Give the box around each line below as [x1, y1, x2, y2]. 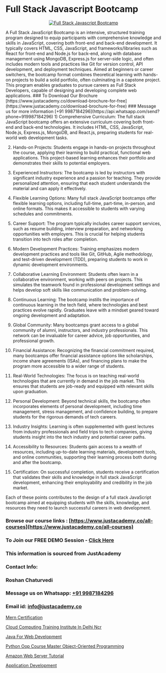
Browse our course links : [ [5, 517, 71, 524]
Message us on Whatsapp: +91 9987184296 [5, 590, 114, 597]
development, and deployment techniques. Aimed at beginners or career [5, 66, 154, 72]
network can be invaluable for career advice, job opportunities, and [12, 332, 150, 338]
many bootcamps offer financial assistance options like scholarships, [12, 353, 154, 359]
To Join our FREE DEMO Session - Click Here [5, 536, 114, 543]
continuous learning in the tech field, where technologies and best [12, 302, 148, 308]
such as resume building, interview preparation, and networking [12, 225, 143, 231]
